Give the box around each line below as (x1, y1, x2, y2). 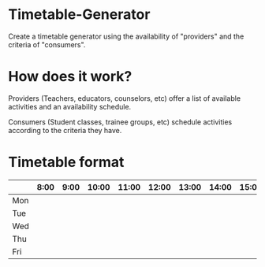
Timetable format (8, 154, 125, 171)
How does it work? (8, 68, 132, 86)
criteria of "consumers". (8, 39, 86, 49)
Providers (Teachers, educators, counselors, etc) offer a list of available (8, 93, 241, 103)
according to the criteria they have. (8, 125, 122, 135)
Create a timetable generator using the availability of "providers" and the (8, 32, 244, 41)
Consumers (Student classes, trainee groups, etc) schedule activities (8, 117, 233, 127)
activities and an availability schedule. (8, 102, 132, 111)
